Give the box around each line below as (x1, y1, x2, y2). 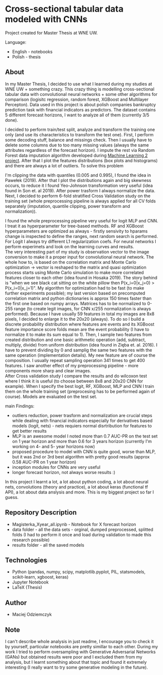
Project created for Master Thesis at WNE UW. (5, 30, 98, 36)
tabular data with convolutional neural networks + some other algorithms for (5, 91, 158, 97)
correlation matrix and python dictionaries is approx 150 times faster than (5, 295, 152, 301)
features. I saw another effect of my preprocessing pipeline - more (5, 363, 139, 368)
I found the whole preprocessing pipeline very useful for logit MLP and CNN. (5, 218, 159, 223)
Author (5, 599, 27, 607)
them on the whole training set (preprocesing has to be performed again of (5, 388, 155, 394)
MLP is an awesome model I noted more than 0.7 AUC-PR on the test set (12, 433, 158, 439)
